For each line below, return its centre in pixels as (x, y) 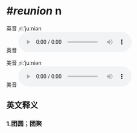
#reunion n (34, 11)
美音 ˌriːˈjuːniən (24, 63)
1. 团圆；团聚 (24, 124)
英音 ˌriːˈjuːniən (24, 28)
